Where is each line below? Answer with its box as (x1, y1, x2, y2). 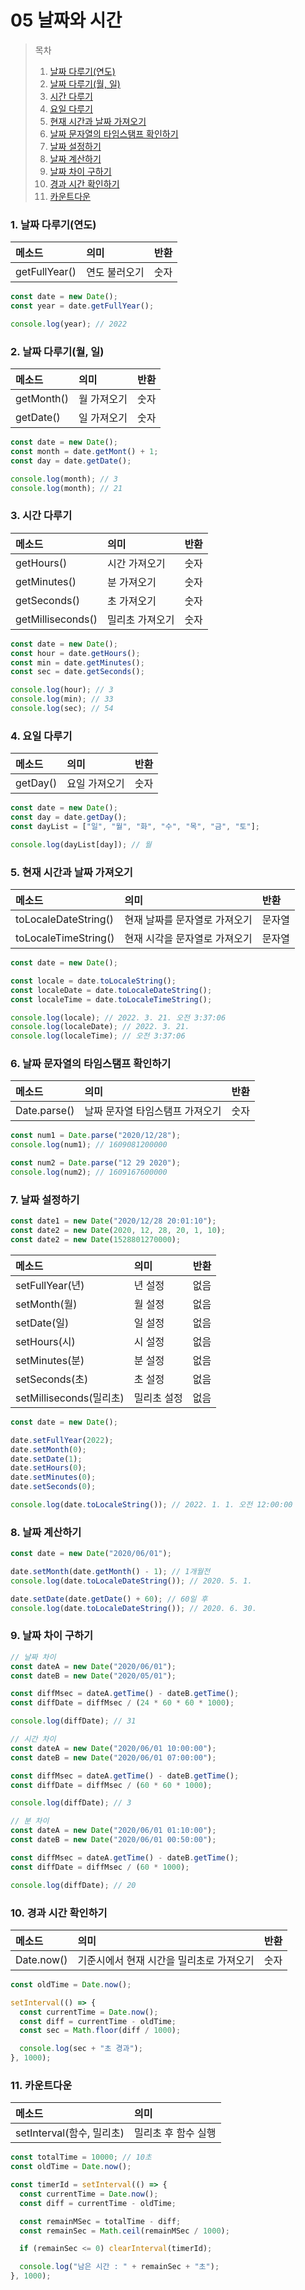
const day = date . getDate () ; (10, 456, 132, 466)
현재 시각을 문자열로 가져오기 (124, 932, 253, 946)
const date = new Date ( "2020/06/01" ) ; (10, 1549, 172, 1559)
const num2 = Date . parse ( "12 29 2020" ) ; (10, 1158, 182, 1168)
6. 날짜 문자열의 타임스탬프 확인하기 (10, 1057, 172, 1071)
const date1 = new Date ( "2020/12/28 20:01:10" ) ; (10, 1216, 217, 1226)
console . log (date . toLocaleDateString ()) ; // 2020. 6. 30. (10, 1603, 257, 1613)
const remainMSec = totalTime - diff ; (19, 2216, 182, 2226)
